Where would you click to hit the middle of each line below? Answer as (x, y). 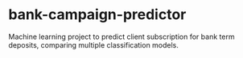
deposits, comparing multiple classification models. (94, 44)
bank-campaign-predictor (97, 15)
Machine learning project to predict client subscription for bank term (121, 37)
